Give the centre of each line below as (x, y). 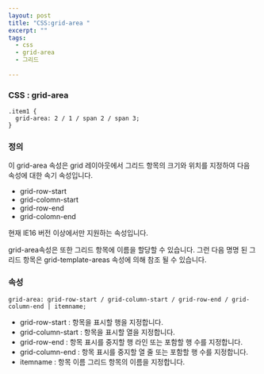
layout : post (30, 15)
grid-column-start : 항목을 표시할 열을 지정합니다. (98, 332)
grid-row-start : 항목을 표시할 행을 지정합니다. (92, 322)
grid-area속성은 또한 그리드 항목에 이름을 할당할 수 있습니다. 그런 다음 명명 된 (128, 250)
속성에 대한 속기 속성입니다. (51, 175)
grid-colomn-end (48, 217)
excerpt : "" (28, 30)
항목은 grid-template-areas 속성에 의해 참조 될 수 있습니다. (115, 260)
